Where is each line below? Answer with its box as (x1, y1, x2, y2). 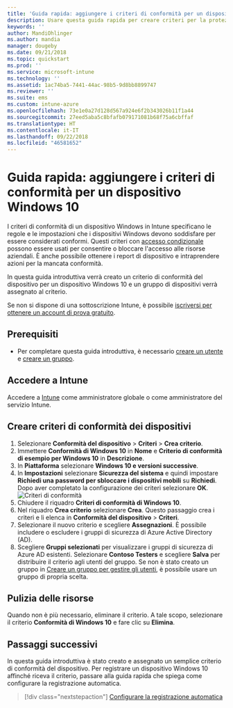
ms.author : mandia (7, 36, 60, 43)
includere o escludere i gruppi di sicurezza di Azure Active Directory (17, 528, 213, 536)
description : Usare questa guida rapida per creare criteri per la (7, 17, 207, 24)
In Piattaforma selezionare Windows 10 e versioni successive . (17, 461, 199, 470)
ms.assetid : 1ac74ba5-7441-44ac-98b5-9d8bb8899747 (7, 81, 157, 88)
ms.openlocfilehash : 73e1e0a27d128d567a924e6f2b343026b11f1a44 (7, 107, 194, 114)
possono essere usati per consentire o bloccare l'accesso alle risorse (7, 244, 206, 253)
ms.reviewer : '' (7, 88, 54, 95)
